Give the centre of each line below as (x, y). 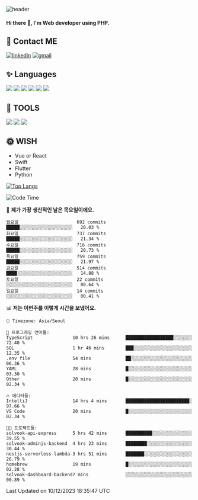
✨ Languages (31, 74)
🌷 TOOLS (23, 108)
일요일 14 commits (55, 291)
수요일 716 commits (56, 245)
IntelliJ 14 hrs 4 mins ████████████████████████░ (99, 401)
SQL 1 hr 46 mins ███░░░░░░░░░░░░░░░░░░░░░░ (99, 348)
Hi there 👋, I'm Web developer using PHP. (58, 23)
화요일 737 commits (56, 233)
